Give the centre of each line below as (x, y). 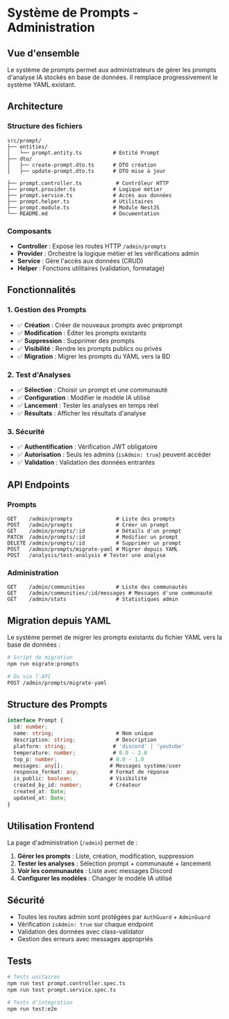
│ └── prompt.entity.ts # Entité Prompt (83, 153)
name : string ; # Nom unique (84, 734)
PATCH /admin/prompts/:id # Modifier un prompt (93, 537)
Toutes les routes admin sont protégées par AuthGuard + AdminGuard (113, 917)
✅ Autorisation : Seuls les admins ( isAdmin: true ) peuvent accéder (114, 455)
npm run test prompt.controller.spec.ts (67, 983)
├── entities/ (28, 147)
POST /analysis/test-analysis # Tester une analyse (87, 555)
